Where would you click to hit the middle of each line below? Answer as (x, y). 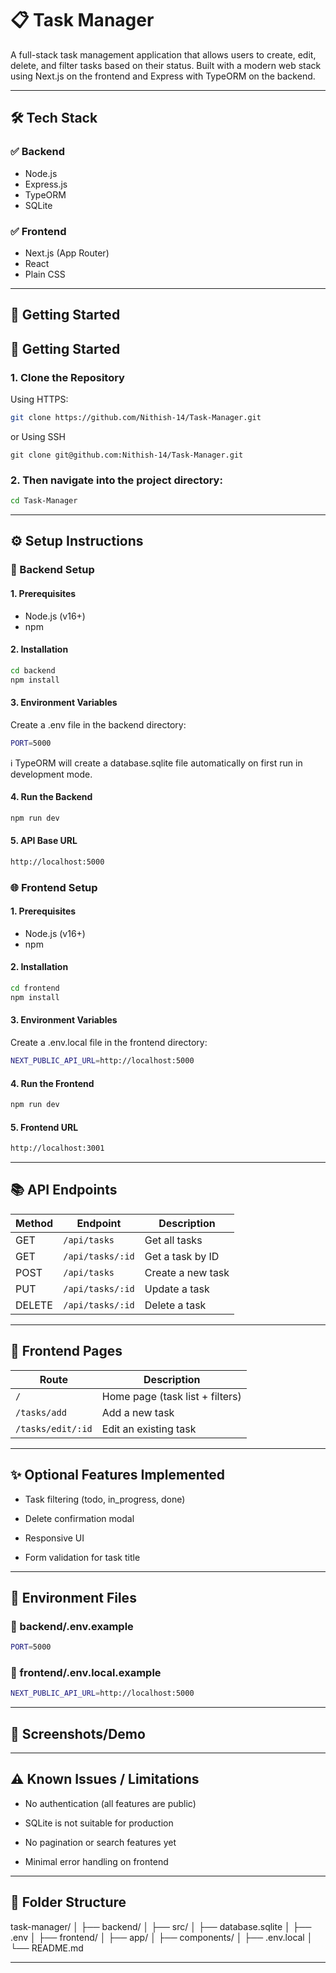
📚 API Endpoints (64, 1190)
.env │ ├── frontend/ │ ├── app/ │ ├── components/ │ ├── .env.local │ (161, 1937)
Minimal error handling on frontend (96, 1861)
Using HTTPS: (39, 399)
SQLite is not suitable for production (99, 1823)
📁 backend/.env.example (72, 1626)
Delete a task (175, 1305)
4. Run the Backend (51, 797)
